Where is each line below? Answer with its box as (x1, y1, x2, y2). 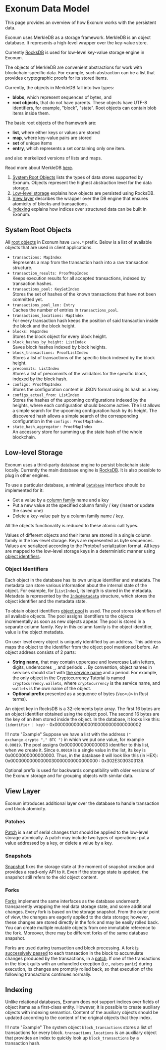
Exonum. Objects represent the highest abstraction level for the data (12, 179, 152, 185)
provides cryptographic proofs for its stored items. (5, 75, 108, 81)
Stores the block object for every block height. (12, 333, 108, 339)
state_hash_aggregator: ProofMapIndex (12, 424, 93, 429)
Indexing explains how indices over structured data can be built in (12, 206, 147, 212)
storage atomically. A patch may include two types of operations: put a (5, 834, 150, 840)
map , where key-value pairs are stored (12, 135, 92, 141)
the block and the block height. (12, 322, 76, 329)
